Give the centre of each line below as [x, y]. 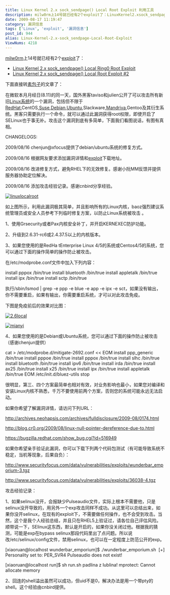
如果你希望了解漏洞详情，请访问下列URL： [50, 408]
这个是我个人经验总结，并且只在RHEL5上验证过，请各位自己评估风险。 [88, 520]
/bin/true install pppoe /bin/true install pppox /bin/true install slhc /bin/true [82, 358]
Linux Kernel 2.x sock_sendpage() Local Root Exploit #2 [71, 74]
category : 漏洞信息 [24, 24]
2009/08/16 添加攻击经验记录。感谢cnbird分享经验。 [60, 186]
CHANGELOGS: [22, 137]
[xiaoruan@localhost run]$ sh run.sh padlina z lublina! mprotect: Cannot [80, 565]
